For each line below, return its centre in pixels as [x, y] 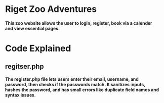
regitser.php [25, 67]
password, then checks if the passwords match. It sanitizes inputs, [75, 84]
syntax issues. [20, 95]
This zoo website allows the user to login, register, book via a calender [79, 23]
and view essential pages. [33, 28]
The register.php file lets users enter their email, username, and [72, 79]
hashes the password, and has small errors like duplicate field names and [82, 90]
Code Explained [38, 48]
